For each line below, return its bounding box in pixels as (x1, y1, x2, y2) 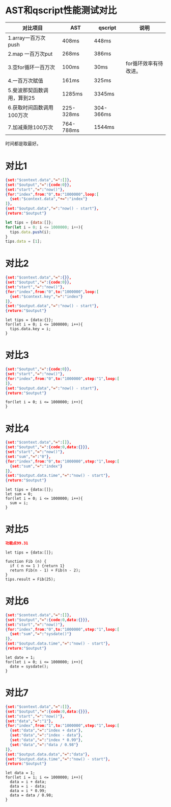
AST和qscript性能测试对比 (5, 5, 117, 16)
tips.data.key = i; (10, 327, 51, 332)
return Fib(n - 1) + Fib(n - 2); (10, 568, 81, 573)
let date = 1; (5, 655, 36, 660)
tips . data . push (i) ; (10, 229, 51, 235)
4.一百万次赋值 (8, 77, 43, 84)
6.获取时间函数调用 (8, 104, 53, 111)
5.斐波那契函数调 (8, 86, 48, 94)
